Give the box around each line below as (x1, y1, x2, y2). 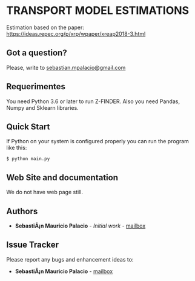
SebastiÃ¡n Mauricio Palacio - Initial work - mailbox (15, 222, 146, 229)
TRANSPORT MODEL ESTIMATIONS (6, 4, 190, 18)
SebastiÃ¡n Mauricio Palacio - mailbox (15, 268, 113, 275)
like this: (6, 144, 27, 152)
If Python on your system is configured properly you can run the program (6, 138, 190, 145)
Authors (6, 206, 38, 216)
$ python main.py (6, 156, 50, 162)
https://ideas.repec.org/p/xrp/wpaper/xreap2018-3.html (6, 30, 146, 37)
